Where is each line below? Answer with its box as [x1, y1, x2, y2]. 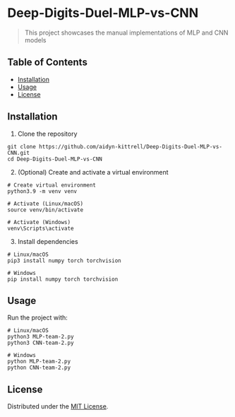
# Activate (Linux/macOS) [7, 200, 83, 207]
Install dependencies [17, 237, 79, 245]
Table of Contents [7, 57, 88, 69]
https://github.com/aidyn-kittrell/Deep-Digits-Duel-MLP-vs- [38, 143, 222, 150]
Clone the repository [17, 129, 78, 138]
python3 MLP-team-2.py [7, 334, 74, 341]
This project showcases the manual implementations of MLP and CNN [24, 28, 229, 37]
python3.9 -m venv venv [7, 187, 78, 195]
